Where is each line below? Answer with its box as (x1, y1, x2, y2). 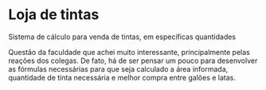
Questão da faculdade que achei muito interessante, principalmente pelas (8, 47, 251, 57)
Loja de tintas (8, 6, 100, 24)
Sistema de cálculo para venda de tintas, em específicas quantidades (8, 32, 237, 41)
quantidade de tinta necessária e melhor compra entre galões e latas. (8, 72, 237, 82)
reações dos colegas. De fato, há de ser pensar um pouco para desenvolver (8, 56, 258, 65)
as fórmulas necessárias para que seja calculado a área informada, (8, 64, 229, 73)
